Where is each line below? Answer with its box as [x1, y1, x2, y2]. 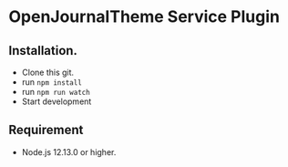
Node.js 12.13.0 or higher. [21, 146, 117, 157]
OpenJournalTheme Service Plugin [8, 6, 280, 27]
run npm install [21, 77, 83, 88]
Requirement [8, 122, 84, 138]
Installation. [8, 43, 78, 58]
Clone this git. [21, 67, 75, 78]
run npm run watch [21, 87, 90, 97]
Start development [21, 96, 92, 107]
